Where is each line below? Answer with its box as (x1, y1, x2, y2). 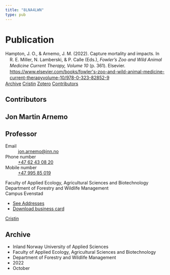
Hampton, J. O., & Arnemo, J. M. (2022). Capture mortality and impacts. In (5, 51, 160, 57)
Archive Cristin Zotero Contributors (5, 81, 78, 87)
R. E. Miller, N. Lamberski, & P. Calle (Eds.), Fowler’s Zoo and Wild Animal (10, 57, 162, 63)
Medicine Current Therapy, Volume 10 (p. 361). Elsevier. (10, 63, 125, 69)
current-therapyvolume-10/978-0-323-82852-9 (10, 74, 110, 81)
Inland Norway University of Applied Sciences (12, 244, 109, 250)
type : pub (5, 12, 26, 17)
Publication (5, 34, 54, 46)
